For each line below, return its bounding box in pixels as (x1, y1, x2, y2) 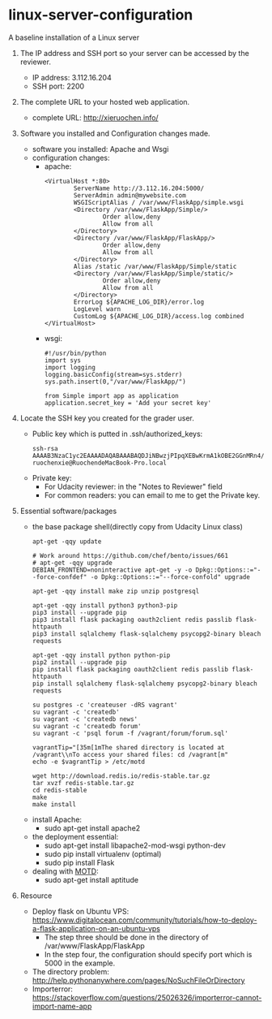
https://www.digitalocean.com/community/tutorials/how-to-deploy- (32, 915, 257, 925)
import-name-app (32, 1001, 92, 1011)
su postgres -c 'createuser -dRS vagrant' (32, 701, 178, 709)
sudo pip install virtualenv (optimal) (44, 848, 162, 858)
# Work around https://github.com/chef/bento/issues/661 (32, 551, 229, 559)
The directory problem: (32, 966, 109, 976)
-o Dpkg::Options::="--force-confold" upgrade (90, 572, 251, 581)
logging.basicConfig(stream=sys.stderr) (44, 370, 183, 378)
